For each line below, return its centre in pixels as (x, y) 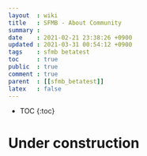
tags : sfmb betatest (49, 52)
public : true (33, 67)
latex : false (35, 89)
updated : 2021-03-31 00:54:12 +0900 (70, 45)
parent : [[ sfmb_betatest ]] (56, 81)
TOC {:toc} (37, 111)
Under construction (74, 143)
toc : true (33, 60)
